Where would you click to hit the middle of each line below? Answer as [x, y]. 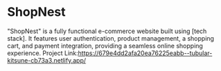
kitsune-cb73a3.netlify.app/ [47, 60]
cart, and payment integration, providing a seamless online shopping [105, 45]
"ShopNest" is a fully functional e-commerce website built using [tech [107, 31]
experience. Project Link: [43, 53]
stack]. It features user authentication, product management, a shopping [111, 38]
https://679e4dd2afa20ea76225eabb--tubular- [145, 53]
